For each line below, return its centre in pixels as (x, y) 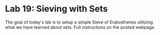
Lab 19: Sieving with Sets (56, 9)
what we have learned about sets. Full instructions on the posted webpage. (80, 27)
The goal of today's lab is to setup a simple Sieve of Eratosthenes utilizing (79, 22)
